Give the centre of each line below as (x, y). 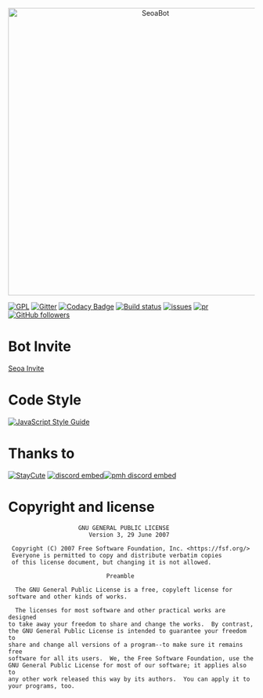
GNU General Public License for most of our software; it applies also (127, 665)
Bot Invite (40, 347)
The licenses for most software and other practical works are (120, 610)
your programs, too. (42, 686)
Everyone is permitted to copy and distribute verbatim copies (117, 555)
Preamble (120, 576)
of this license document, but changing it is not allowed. (112, 562)
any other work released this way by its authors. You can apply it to (129, 679)
